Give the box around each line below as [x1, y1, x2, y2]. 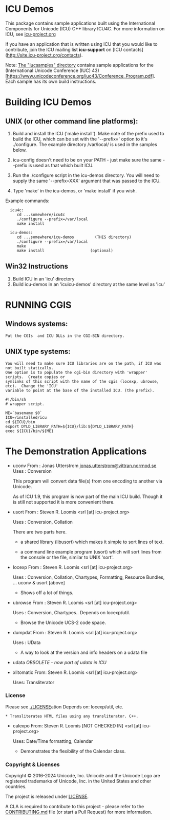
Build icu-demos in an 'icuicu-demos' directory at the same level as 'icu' [12, 281, 165, 287]
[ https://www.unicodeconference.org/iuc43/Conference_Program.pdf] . [5, 73, 155, 79]
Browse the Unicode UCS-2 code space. [20, 619, 107, 626]
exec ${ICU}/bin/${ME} [5, 428, 54, 434]
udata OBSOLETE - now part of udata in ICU [12, 659, 107, 665]
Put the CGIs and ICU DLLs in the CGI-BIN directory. [5, 333, 125, 338]
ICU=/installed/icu [5, 415, 47, 420]
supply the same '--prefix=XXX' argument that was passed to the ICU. [12, 177, 161, 184]
